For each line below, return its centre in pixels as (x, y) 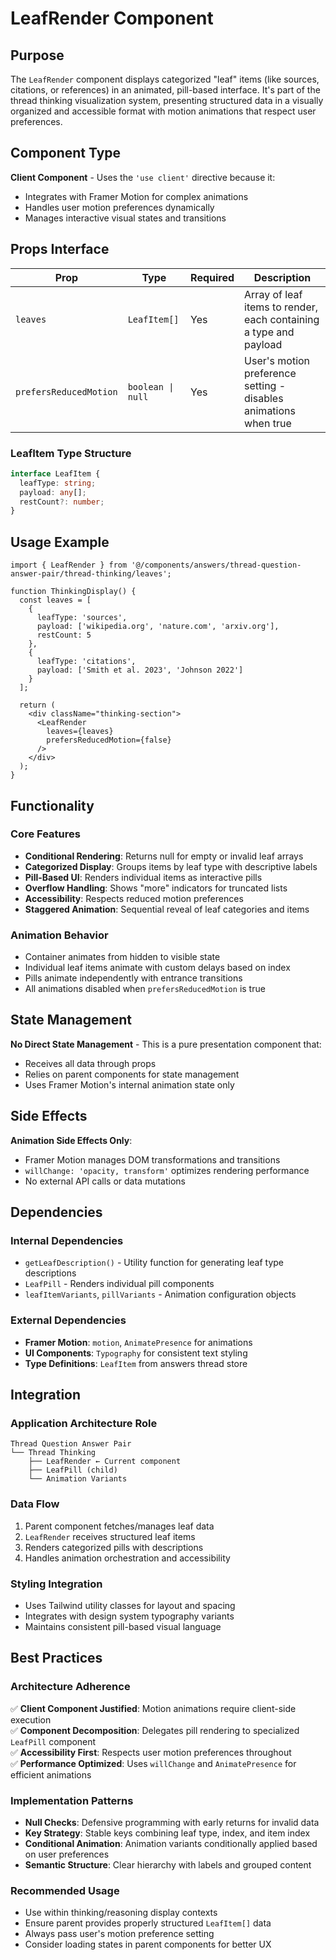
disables (264, 398)
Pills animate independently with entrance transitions (133, 978)
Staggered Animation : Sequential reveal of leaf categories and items (167, 909)
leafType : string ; (58, 483)
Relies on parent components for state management (132, 1074)
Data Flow (35, 1504)
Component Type (66, 153)
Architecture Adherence (70, 1687)
